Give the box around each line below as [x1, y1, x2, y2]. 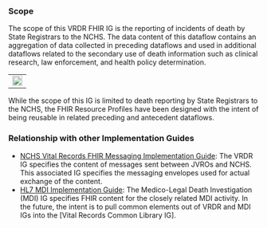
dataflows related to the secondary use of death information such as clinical [8, 49, 258, 59]
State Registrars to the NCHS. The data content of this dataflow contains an [8, 32, 257, 41]
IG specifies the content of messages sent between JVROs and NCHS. [19, 159, 253, 169]
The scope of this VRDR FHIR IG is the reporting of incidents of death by [8, 24, 245, 33]
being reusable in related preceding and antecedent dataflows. [8, 113, 215, 123]
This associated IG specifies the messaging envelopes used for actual [19, 167, 250, 177]
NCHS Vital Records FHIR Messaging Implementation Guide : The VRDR [19, 151, 253, 160]
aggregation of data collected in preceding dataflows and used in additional [8, 41, 257, 50]
